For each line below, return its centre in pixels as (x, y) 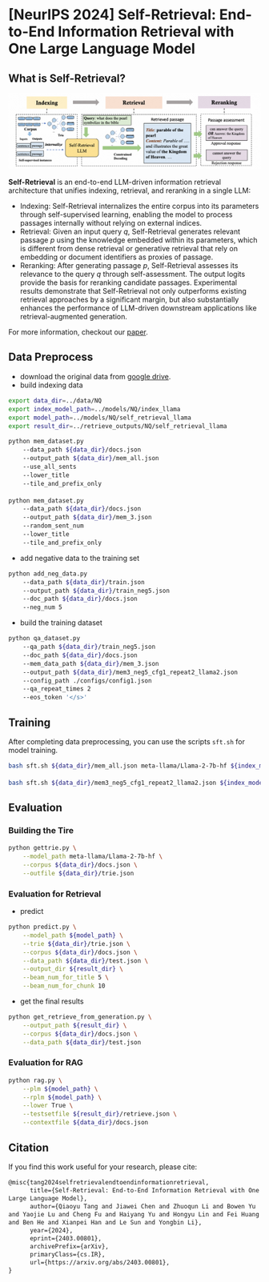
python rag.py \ (35, 1080)
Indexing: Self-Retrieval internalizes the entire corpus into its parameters (139, 206)
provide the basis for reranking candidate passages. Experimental (128, 282)
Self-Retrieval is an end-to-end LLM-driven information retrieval (115, 182)
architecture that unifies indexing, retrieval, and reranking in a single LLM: (129, 190)
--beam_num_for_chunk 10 (64, 986)
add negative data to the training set (80, 558)
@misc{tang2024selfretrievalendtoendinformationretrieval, (109, 1182)
